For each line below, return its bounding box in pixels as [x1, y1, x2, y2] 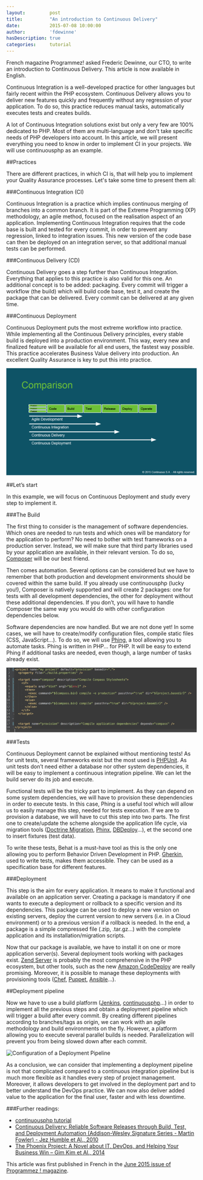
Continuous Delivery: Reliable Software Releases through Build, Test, [14, 1123, 186, 1130]
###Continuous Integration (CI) [6, 188, 85, 195]
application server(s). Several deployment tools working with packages [6, 950, 183, 957]
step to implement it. [6, 500, 57, 506]
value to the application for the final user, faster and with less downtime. [6, 1094, 186, 1101]
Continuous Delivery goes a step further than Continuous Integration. [6, 269, 178, 275]
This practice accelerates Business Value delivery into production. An [6, 350, 179, 357]
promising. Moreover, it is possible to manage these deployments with [6, 970, 181, 977]
